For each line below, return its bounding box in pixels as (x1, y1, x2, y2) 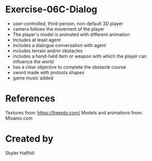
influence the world (12, 58, 54, 64)
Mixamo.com (5, 115, 33, 121)
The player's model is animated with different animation (12, 31, 131, 37)
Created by (5, 133, 54, 145)
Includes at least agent (12, 37, 61, 43)
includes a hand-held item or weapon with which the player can (12, 53, 147, 59)
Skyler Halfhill (5, 150, 35, 156)
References (5, 93, 55, 104)
